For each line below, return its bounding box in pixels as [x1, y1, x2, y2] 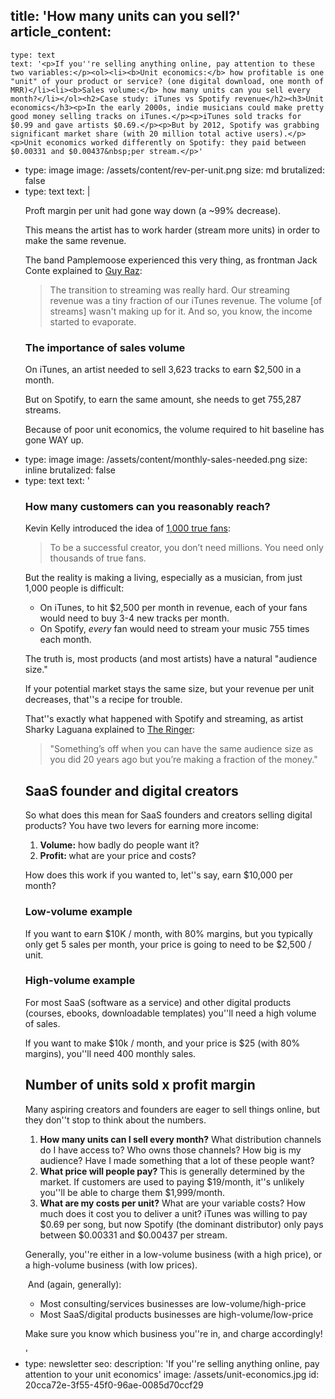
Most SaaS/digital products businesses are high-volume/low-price [39, 1308, 314, 1320]
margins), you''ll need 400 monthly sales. [24, 1047, 197, 1059]
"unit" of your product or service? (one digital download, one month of [10, 76, 325, 86]
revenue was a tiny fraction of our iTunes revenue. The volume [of [49, 294, 323, 306]
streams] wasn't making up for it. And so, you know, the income [49, 305, 313, 317]
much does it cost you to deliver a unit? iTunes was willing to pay [39, 1207, 308, 1219]
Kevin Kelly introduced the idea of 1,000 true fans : [24, 522, 231, 534]
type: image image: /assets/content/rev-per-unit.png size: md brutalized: [24, 164, 325, 176]
